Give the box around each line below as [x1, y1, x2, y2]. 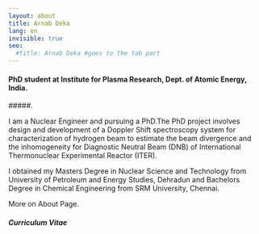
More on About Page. [8, 199, 79, 209]
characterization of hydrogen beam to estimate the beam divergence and [8, 134, 252, 144]
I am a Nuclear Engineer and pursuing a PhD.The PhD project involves [8, 116, 240, 126]
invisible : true [8, 34, 63, 43]
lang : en [8, 27, 38, 35]
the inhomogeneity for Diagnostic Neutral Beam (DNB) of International [8, 142, 241, 152]
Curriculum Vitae [8, 217, 68, 227]
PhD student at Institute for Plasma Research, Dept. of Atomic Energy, [8, 74, 248, 84]
